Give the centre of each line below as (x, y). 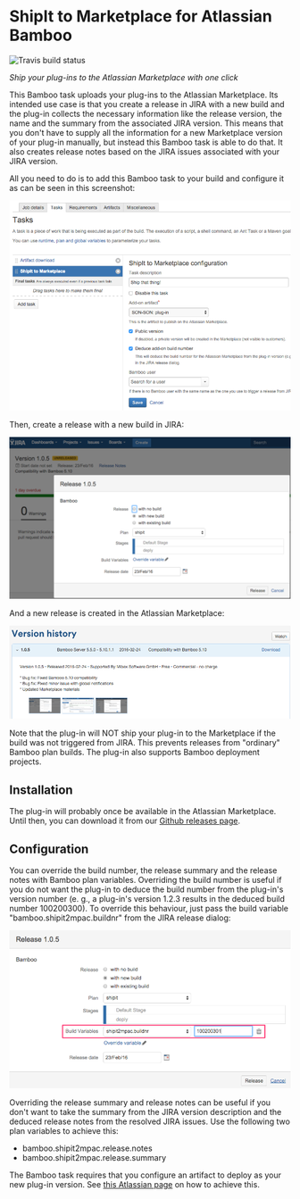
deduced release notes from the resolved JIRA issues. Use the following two (150, 1121)
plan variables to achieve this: (64, 1131)
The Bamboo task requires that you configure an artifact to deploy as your (146, 1175)
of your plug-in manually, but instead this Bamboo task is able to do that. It (146, 142)
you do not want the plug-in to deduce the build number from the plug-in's (146, 889)
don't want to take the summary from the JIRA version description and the (146, 1112)
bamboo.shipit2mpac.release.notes (87, 1148)
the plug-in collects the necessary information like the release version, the (146, 113)
